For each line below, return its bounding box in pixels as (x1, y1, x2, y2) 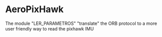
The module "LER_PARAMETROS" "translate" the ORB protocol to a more (5, 20, 157, 26)
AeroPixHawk (5, 4, 64, 15)
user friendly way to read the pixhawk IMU (5, 25, 94, 31)
